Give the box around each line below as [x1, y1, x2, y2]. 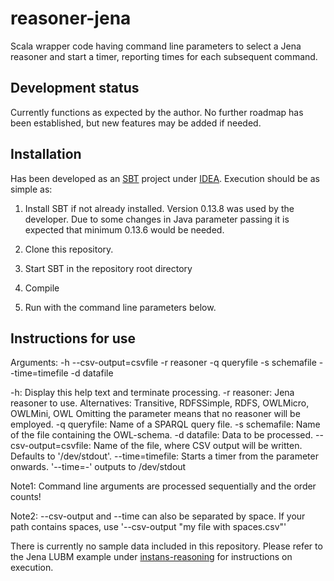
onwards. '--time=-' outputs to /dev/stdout [10, 461, 187, 473]
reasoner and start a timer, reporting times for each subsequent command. [10, 50, 318, 62]
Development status [10, 80, 140, 97]
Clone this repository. [24, 243, 114, 255]
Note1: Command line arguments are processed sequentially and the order [10, 480, 317, 492]
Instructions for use [10, 330, 137, 347]
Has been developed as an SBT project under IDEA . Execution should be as [10, 172, 320, 184]
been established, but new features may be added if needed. [10, 117, 262, 129]
